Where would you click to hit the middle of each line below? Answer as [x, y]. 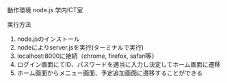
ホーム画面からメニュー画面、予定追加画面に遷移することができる [110, 73]
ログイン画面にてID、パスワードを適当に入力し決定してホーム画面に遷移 [119, 64]
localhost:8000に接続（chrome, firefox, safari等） [88, 56]
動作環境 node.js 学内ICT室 [45, 10]
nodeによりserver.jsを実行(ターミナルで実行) [80, 47]
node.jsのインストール [48, 39]
